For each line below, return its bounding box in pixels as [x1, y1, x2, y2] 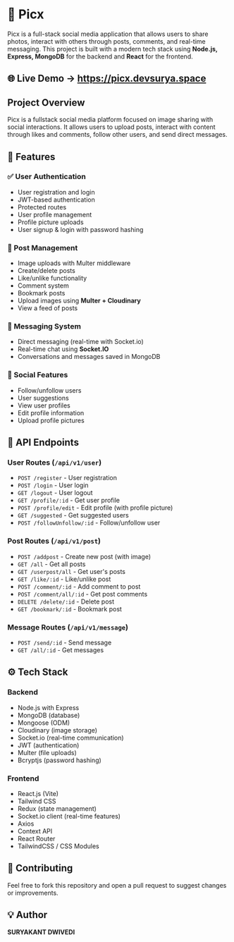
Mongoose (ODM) [17, 718, 70, 727]
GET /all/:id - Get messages [17, 646, 104, 654]
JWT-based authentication [17, 195, 95, 204]
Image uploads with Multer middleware [17, 259, 131, 267]
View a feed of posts [17, 304, 78, 312]
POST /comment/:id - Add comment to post [17, 582, 141, 591]
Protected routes [17, 202, 67, 211]
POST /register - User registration [17, 474, 118, 482]
